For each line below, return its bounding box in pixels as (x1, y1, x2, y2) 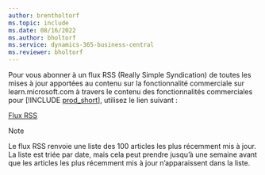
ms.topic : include (8, 19, 69, 27)
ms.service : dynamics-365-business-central (8, 41, 155, 49)
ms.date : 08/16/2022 (8, 26, 77, 34)
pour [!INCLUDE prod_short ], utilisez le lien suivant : (8, 96, 179, 105)
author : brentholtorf (8, 11, 80, 20)
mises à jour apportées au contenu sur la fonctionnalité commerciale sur (8, 78, 244, 88)
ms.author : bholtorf (8, 33, 77, 42)
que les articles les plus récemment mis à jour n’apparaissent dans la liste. (8, 158, 251, 167)
